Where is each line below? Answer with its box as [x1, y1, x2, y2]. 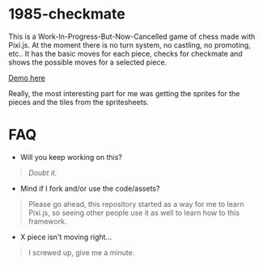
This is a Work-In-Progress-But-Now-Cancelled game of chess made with [8, 32, 256, 41]
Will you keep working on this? [19, 152, 123, 162]
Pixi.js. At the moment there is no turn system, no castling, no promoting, [8, 40, 251, 49]
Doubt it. [28, 167, 57, 178]
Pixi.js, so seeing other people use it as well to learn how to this [28, 208, 240, 217]
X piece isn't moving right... [19, 232, 112, 242]
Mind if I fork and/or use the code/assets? [19, 183, 160, 193]
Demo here [8, 73, 46, 82]
